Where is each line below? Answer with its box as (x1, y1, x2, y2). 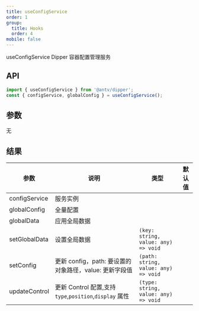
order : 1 (6, 14, 28, 20)
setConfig (9, 261, 37, 269)
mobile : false (6, 36, 41, 42)
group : (6, 20, 23, 26)
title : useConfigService (6, 8, 68, 15)
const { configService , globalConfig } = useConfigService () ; (6, 92, 163, 98)
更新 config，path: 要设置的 (54, 257, 131, 265)
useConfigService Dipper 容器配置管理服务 (6, 54, 111, 60)
